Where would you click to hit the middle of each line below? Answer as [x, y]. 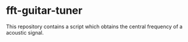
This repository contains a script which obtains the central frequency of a [94, 26]
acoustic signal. [25, 32]
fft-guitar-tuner [44, 11]
